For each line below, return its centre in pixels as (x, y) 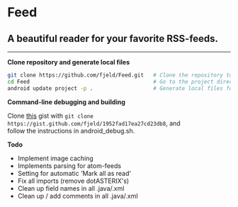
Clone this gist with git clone (50, 116)
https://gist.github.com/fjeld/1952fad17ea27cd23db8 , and (94, 123)
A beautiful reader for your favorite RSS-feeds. (113, 39)
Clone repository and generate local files (69, 62)
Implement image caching (55, 158)
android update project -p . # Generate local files (115, 88)
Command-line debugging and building (67, 102)
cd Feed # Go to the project (110, 82)
